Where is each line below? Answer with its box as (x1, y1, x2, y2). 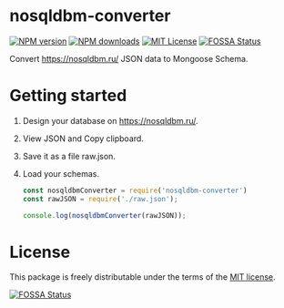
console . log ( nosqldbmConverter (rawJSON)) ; (22, 210, 187, 220)
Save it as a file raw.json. (22, 150, 117, 161)
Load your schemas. (22, 168, 100, 179)
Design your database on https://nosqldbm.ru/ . (22, 115, 198, 126)
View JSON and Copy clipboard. (22, 133, 144, 144)
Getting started (9, 86, 127, 106)
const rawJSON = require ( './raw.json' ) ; (22, 194, 178, 203)
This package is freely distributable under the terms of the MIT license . (9, 272, 276, 282)
